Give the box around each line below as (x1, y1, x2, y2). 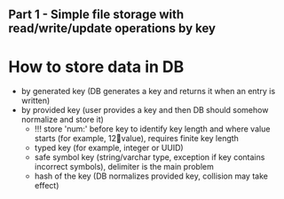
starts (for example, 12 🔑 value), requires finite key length (34, 133, 239, 144)
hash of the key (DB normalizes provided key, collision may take (34, 171, 268, 181)
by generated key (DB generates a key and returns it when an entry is (20, 86, 276, 97)
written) (20, 95, 51, 106)
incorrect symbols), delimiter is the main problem (34, 162, 214, 172)
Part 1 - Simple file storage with (8, 7, 185, 22)
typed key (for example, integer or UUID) (34, 142, 184, 154)
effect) (34, 180, 59, 191)
